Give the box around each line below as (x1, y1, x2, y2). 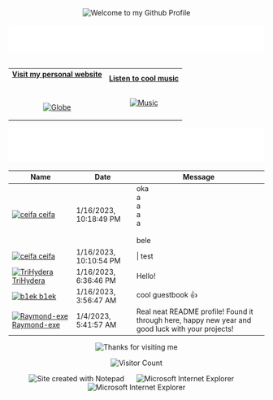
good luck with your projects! (136, 324, 234, 334)
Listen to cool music (109, 73, 180, 84)
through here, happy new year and (136, 315, 252, 325)
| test (136, 251, 154, 261)
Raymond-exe (11, 320, 61, 329)
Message (182, 172, 215, 182)
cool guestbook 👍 (136, 290, 197, 300)
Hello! (136, 272, 156, 281)
